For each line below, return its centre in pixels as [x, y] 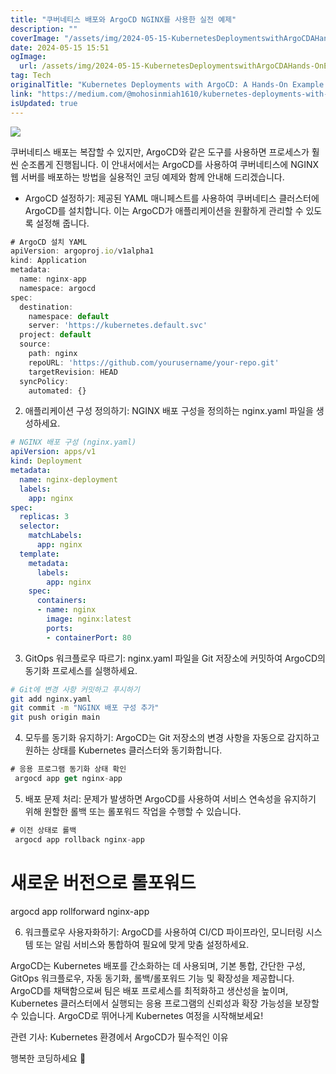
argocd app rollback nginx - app [79, 839]
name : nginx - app [53, 279]
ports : [60, 628]
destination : [46, 307]
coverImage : [35, 38]
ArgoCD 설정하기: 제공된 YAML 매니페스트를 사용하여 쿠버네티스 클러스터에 [172, 198]
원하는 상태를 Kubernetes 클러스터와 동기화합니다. [123, 750]
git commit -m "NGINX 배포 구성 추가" [85, 708]
